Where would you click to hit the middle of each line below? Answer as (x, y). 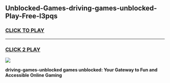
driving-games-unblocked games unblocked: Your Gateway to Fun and (81, 69)
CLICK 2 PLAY (23, 49)
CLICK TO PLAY (25, 31)
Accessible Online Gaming (34, 75)
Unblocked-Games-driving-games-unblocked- (81, 8)
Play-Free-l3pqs (32, 16)
